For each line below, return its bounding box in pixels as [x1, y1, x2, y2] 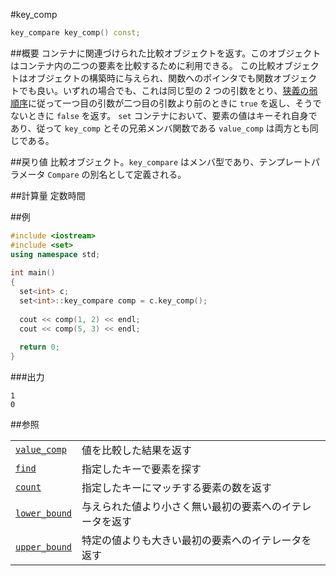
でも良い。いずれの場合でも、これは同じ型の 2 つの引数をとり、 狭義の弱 [18, 84, 318, 96]
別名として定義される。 [89, 168, 187, 180]
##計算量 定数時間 [10, 189, 86, 201]
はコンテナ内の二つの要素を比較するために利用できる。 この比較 [10, 59, 276, 71]
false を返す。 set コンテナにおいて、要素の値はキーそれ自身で [56, 109, 318, 121]
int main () [10, 268, 56, 278]
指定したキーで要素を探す [81, 462, 202, 476]
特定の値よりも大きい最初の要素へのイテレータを [81, 534, 312, 548]
